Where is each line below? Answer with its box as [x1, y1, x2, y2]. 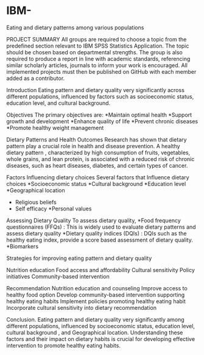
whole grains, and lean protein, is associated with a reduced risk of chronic [6, 155, 195, 162]
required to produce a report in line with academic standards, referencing [6, 55, 191, 62]
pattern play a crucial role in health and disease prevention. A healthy [6, 142, 181, 149]
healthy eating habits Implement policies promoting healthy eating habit [6, 297, 186, 305]
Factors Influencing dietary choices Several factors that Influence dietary [6, 173, 190, 181]
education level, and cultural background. [6, 99, 111, 107]
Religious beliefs [15, 198, 57, 206]
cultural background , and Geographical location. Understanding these [6, 329, 183, 336]
